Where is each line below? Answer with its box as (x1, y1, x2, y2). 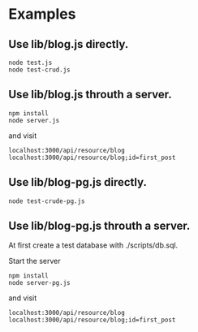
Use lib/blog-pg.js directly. (8, 175, 148, 189)
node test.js (8, 58, 53, 67)
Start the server (8, 257, 61, 266)
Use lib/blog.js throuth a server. (8, 88, 172, 101)
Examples (8, 5, 76, 24)
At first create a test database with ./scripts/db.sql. (8, 240, 179, 250)
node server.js (8, 116, 60, 124)
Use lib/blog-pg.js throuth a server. (8, 219, 191, 233)
